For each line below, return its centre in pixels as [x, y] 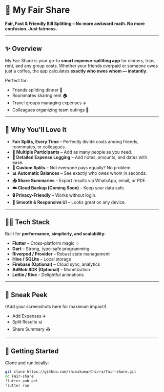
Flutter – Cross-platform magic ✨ [46, 243]
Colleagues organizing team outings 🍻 [50, 110]
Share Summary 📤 [31, 329]
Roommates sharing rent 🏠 [40, 95]
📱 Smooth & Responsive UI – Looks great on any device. [69, 202]
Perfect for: [17, 80]
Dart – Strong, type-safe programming [51, 249]
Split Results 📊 [27, 322]
